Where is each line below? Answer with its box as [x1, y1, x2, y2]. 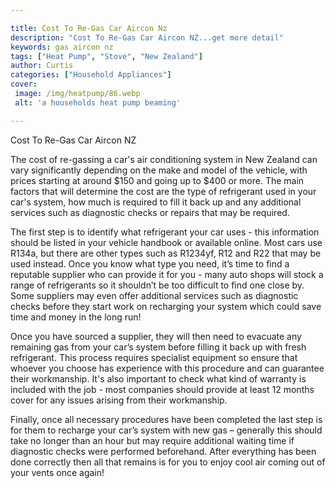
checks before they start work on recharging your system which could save [10, 300, 322, 312]
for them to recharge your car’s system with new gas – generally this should [10, 424, 323, 436]
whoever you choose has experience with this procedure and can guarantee [10, 362, 325, 374]
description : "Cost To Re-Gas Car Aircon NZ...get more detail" [10, 32, 284, 43]
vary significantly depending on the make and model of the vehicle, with [10, 164, 308, 176]
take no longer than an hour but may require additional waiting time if [10, 434, 295, 446]
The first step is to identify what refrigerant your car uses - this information [10, 226, 320, 238]
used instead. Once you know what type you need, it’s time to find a [10, 257, 290, 270]
